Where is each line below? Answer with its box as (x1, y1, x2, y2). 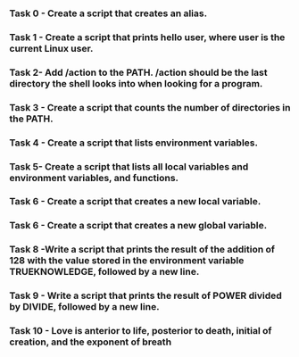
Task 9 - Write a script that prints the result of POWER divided (9, 289, 283, 302)
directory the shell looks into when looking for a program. (9, 77, 263, 89)
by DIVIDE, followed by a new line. (9, 301, 160, 313)
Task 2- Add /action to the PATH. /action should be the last (9, 66, 268, 79)
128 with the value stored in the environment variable (9, 254, 245, 267)
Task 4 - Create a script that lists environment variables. (9, 137, 259, 149)
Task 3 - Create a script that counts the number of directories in (9, 101, 291, 113)
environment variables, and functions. (9, 171, 179, 184)
